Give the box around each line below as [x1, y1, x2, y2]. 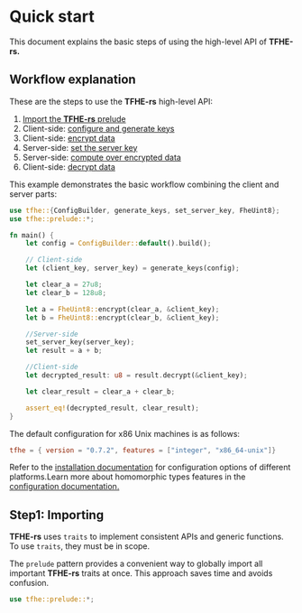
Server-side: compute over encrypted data [22, 152, 182, 163]
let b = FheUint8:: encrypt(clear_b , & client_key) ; [25, 313, 220, 322]
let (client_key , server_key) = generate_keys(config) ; [25, 264, 241, 273]
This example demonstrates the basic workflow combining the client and [9, 179, 279, 190]
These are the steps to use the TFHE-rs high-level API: [9, 96, 214, 107]
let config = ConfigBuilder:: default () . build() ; [25, 239, 212, 248]
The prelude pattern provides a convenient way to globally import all [9, 558, 263, 570]
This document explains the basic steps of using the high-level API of [9, 36, 268, 47]
